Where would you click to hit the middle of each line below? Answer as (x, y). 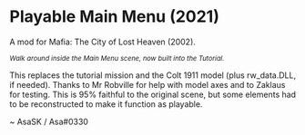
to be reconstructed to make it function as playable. (106, 104)
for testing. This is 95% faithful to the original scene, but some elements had (153, 94)
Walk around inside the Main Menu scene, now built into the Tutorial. (117, 58)
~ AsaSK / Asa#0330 (49, 121)
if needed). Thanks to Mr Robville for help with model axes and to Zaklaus (147, 84)
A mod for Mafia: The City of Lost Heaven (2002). (102, 42)
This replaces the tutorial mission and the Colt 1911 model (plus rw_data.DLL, (153, 75)
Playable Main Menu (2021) (115, 17)
